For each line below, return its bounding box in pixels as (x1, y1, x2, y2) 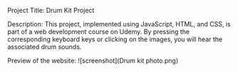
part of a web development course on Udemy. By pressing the (7, 28, 190, 36)
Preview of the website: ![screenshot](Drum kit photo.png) (7, 56, 179, 65)
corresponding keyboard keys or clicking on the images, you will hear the (7, 35, 223, 43)
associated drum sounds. (7, 43, 82, 51)
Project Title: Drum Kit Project (7, 6, 95, 14)
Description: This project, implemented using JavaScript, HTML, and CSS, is (7, 20, 231, 28)
